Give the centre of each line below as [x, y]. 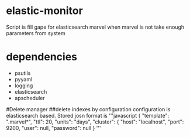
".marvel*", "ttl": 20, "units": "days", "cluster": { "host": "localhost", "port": [95, 122]
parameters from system [36, 33]
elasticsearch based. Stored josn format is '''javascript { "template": [88, 115]
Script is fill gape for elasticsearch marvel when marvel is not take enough [95, 27]
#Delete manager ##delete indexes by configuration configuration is [88, 109]
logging [24, 85]
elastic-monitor [44, 11]
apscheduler [30, 98]
